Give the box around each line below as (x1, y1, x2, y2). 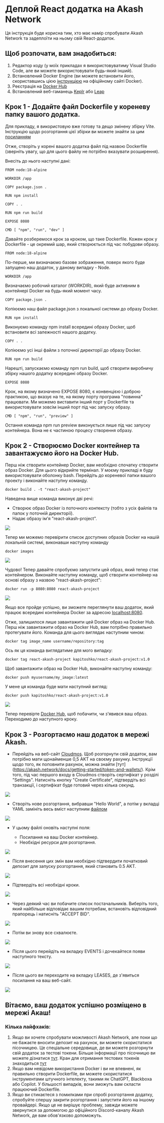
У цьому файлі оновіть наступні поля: (12, 825, 91, 831)
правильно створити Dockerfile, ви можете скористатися (12, 1071, 132, 1076)
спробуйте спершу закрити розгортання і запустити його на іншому (12, 1097, 155, 1102)
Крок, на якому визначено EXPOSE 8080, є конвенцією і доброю (5, 388, 141, 394)
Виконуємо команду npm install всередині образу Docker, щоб (5, 324, 136, 330)
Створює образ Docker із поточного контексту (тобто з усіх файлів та (12, 505, 158, 511)
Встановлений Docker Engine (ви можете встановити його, (12, 72, 135, 79)
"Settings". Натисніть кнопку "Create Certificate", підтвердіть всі (12, 777, 146, 783)
